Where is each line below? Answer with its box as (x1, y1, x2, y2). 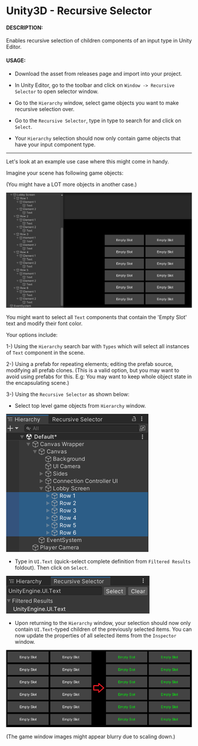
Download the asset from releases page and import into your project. (14, 70, 183, 77)
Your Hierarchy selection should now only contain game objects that (14, 135, 181, 142)
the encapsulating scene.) (6, 379, 70, 387)
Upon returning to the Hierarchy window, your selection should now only (14, 620, 191, 627)
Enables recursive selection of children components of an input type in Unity (6, 37, 192, 44)
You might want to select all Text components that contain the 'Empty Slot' (6, 314, 187, 321)
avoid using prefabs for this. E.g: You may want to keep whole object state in (6, 373, 192, 380)
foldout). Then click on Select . (14, 564, 88, 571)
